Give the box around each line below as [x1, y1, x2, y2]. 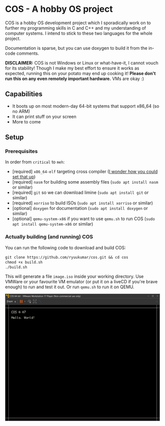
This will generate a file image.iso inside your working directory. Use [5, 273, 144, 279]
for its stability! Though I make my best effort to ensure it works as [5, 65, 139, 71]
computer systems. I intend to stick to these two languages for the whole [5, 30, 153, 36]
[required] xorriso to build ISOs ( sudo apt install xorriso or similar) [12, 200, 153, 206]
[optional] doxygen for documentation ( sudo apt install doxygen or [12, 205, 148, 211]
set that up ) [12, 174, 36, 180]
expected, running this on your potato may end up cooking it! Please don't [5, 70, 156, 76]
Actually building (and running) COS [5, 233, 93, 240]
